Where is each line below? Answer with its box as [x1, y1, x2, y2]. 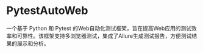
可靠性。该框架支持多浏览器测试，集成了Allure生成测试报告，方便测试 [16, 32, 192, 40]
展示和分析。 [16, 40, 49, 47]
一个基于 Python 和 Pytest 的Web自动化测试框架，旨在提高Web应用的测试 [6, 24, 192, 32]
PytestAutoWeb [6, 4, 88, 18]
